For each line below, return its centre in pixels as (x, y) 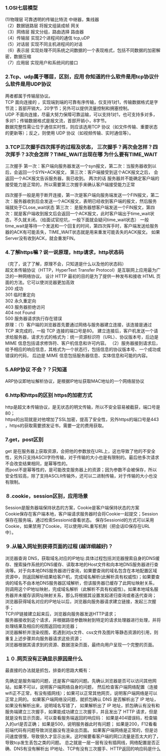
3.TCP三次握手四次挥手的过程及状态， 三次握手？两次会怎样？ (79, 147)
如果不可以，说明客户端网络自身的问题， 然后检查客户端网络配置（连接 (86, 687)
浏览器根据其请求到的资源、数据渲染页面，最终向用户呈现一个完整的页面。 (81, 644)
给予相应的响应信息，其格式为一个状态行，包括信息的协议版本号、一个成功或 (83, 350)
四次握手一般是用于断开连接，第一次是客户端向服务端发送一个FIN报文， (78, 195)
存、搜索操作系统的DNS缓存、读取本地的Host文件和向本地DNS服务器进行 (80, 564)
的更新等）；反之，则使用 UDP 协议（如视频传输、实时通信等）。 (69, 133)
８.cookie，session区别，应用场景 (46, 496)
